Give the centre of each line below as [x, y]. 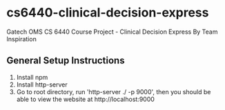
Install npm [32, 77]
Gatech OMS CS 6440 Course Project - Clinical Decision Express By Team [112, 32]
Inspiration [22, 38]
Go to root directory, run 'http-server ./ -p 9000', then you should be [114, 91]
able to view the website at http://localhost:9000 [85, 99]
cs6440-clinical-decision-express [108, 13]
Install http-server [42, 85]
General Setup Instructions [66, 61]
